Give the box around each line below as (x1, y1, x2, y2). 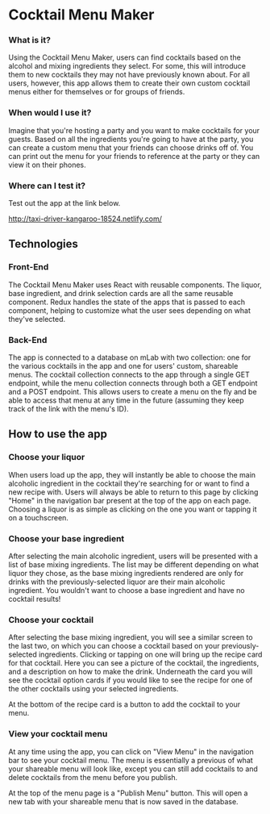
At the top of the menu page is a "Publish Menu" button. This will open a (8, 788, 248, 798)
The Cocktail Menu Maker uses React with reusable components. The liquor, (8, 280, 262, 290)
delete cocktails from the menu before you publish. (8, 772, 178, 782)
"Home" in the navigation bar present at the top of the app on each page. (8, 495, 251, 505)
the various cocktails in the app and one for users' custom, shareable (8, 361, 239, 371)
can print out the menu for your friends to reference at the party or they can (8, 151, 260, 161)
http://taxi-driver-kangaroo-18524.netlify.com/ (8, 214, 163, 223)
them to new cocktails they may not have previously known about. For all (8, 70, 250, 80)
